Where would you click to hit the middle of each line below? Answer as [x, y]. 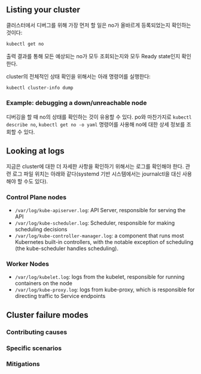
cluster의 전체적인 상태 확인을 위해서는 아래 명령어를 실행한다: [78, 76]
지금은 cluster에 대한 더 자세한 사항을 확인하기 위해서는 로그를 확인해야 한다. [95, 166]
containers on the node [44, 283]
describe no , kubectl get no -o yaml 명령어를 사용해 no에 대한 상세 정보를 [96, 124]
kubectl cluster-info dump [40, 88]
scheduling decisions [41, 229]
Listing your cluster [43, 10]
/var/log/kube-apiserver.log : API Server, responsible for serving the [100, 210]
